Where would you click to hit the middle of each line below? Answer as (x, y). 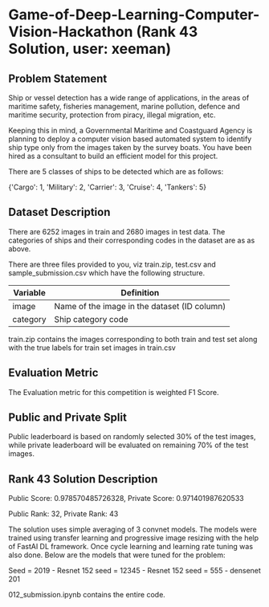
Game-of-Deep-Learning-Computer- (134, 15)
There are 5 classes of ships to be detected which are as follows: (116, 171)
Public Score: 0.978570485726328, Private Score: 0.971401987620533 (126, 499)
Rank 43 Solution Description (83, 479)
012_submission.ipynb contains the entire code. (87, 595)
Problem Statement (58, 78)
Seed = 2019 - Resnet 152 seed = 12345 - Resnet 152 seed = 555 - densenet (134, 571)
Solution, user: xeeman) (90, 49)
